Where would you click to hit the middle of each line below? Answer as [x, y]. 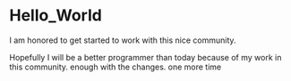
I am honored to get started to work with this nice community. [123, 40]
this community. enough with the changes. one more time [116, 67]
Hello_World [56, 16]
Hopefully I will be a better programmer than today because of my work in [145, 57]
